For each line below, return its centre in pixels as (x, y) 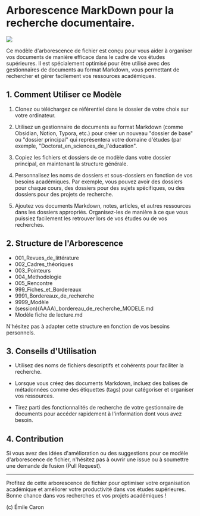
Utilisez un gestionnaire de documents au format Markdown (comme (99, 127)
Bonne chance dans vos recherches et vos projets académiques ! (86, 496)
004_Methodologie (38, 277)
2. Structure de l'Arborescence (65, 244)
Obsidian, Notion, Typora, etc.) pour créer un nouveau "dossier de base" (104, 133)
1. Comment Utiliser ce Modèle (64, 95)
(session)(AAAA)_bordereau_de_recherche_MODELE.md (84, 308)
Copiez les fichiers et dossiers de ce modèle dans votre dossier (93, 157)
